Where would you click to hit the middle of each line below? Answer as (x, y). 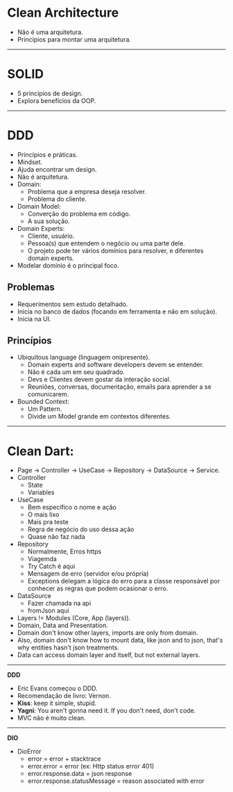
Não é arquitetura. (43, 177)
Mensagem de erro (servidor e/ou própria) (88, 574)
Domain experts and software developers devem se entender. (116, 365)
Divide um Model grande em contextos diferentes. (99, 417)
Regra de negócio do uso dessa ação (81, 529)
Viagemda (42, 559)
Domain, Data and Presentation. (63, 625)
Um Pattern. (45, 409)
